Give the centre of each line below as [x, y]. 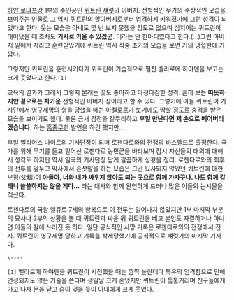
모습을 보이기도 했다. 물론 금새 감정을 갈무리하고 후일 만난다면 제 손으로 [104, 119]
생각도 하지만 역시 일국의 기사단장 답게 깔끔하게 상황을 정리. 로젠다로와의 [113, 160]
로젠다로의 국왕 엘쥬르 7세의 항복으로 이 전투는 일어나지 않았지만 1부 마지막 [109, 209]
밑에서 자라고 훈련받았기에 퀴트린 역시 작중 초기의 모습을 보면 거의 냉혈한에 [116, 45]
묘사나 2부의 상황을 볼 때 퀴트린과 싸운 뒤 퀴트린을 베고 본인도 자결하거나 [113, 218]
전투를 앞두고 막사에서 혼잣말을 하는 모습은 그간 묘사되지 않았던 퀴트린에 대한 [119, 169]
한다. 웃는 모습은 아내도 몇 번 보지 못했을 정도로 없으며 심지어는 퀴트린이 [123, 28]
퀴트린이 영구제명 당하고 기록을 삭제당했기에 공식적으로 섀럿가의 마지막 [112, 236]
